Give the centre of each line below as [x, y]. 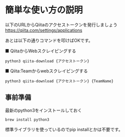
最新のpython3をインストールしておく [44, 110]
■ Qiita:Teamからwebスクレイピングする [47, 71]
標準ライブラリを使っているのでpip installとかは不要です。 [64, 129]
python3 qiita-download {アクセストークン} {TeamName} [60, 81]
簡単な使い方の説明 [44, 10]
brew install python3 [27, 120]
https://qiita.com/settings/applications [44, 30]
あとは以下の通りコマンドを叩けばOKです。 [49, 40]
